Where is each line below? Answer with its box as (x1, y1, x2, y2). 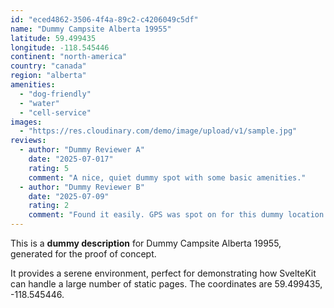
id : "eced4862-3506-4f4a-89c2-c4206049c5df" (10, 14, 199, 25)
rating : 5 (28, 163, 70, 173)
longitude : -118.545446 (10, 42, 110, 53)
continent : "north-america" (10, 52, 128, 62)
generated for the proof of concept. (10, 248, 157, 260)
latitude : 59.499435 (10, 33, 97, 43)
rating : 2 (28, 201, 70, 211)
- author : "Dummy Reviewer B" (19, 182, 145, 192)
